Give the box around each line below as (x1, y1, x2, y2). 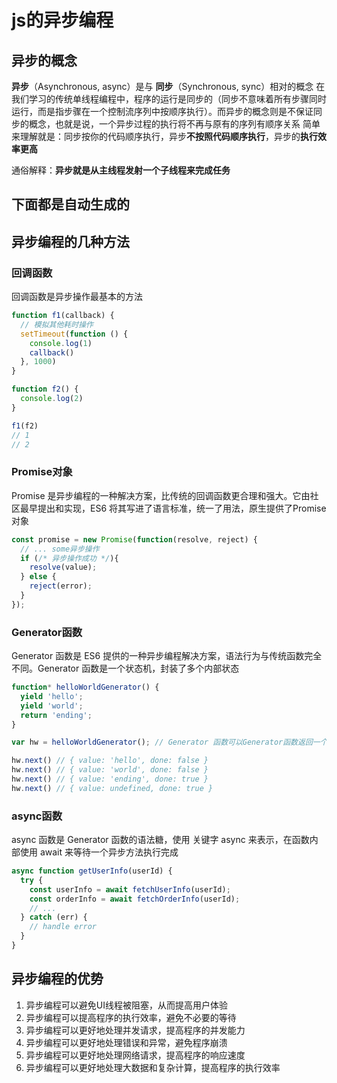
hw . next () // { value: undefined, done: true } (11, 783, 214, 793)
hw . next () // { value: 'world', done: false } (11, 765, 209, 775)
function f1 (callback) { (11, 311, 115, 321)
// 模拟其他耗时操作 (20, 319, 94, 330)
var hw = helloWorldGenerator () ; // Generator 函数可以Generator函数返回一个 (11, 737, 328, 748)
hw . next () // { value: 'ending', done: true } (11, 774, 209, 785)
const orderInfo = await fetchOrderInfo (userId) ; (29, 894, 241, 904)
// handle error (29, 922, 98, 932)
